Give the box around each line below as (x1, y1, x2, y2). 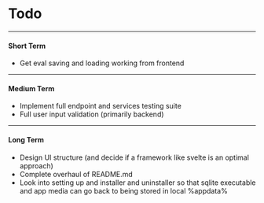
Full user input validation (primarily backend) (19, 109, 164, 119)
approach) (19, 161, 53, 170)
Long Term (8, 135, 45, 144)
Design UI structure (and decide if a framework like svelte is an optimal (19, 153, 250, 162)
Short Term (8, 41, 46, 50)
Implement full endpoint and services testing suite (19, 101, 182, 111)
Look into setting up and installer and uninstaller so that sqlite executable (19, 178, 257, 187)
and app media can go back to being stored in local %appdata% (19, 186, 228, 195)
